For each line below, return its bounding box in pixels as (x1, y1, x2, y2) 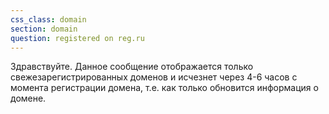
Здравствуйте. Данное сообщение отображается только (10, 61, 254, 73)
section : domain (10, 24, 78, 34)
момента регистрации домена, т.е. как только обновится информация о (10, 82, 319, 94)
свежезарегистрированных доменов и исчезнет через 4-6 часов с (10, 71, 298, 83)
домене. (10, 92, 47, 105)
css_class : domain (10, 14, 87, 25)
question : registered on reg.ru (10, 33, 145, 43)
